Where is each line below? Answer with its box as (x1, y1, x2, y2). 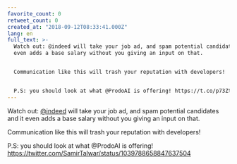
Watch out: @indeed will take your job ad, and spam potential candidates (7, 106, 219, 115)
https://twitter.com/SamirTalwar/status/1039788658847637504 (7, 149, 192, 157)
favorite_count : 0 (7, 10, 61, 18)
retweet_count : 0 (7, 17, 59, 24)
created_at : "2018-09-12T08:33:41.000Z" (7, 23, 128, 30)
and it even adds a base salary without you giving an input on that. (7, 114, 200, 122)
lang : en (7, 30, 33, 37)
